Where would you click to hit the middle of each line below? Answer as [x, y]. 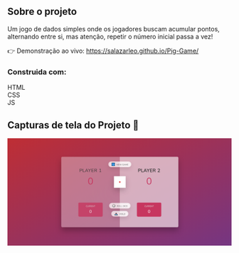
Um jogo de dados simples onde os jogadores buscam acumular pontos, [114, 29]
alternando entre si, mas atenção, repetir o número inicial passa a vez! [110, 36]
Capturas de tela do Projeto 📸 [73, 125]
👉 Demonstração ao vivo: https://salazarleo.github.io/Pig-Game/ [103, 51]
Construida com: [37, 72]
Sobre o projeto [42, 12]
